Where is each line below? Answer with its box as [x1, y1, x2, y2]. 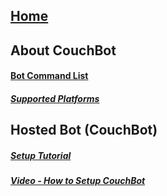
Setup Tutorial [10, 149, 72, 161]
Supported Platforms [10, 92, 100, 104]
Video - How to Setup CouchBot [10, 175, 146, 187]
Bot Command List [10, 70, 89, 82]
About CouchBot [10, 42, 117, 59]
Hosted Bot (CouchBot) [10, 122, 158, 139]
